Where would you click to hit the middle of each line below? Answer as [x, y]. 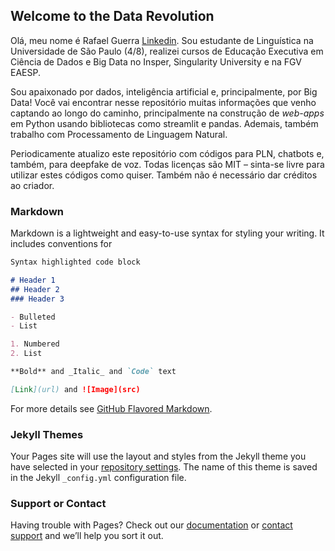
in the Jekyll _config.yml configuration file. [98, 478]
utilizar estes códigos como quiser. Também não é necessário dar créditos [164, 175]
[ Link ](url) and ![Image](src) [75, 389]
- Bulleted [33, 317]
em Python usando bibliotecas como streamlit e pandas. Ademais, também [164, 123]
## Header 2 [35, 289]
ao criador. [32, 185]
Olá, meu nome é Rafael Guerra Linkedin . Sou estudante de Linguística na [162, 40]
